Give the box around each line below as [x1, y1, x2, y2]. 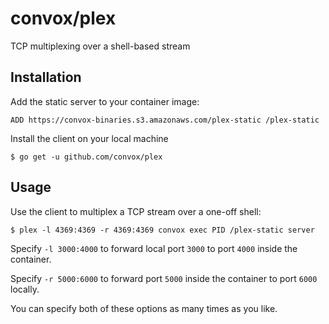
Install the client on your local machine [10, 132, 169, 144]
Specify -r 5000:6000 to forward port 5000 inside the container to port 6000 [10, 272, 318, 284]
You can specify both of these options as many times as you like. [10, 302, 278, 314]
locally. [10, 283, 40, 295]
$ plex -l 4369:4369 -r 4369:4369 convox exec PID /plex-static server [10, 225, 315, 235]
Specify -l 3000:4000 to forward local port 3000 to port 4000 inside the [10, 242, 298, 254]
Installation [10, 69, 82, 86]
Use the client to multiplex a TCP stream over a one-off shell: [10, 205, 262, 217]
